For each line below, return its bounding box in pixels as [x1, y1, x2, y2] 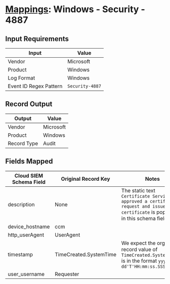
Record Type [8, 140, 38, 147]
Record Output [5, 100, 53, 108]
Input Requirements [5, 34, 69, 43]
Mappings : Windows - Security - [5, 4, 145, 15]
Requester [55, 270, 79, 277]
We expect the [121, 239, 156, 247]
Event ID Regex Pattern [8, 83, 63, 90]
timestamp [8, 251, 33, 258]
